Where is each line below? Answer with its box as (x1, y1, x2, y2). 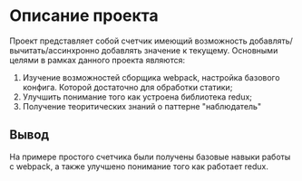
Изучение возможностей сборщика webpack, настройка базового (22, 71, 280, 82)
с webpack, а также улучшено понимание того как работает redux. (9, 160, 269, 172)
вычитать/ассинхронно (9, 44, 100, 55)
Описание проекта (9, 5, 159, 26)
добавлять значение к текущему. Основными (101, 44, 278, 55)
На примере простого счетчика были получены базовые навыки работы (9, 151, 291, 162)
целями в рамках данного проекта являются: (9, 54, 186, 65)
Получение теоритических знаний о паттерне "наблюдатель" (22, 100, 261, 111)
